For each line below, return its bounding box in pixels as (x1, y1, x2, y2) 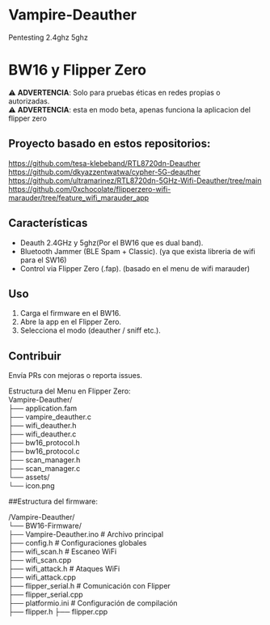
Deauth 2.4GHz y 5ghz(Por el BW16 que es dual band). (19, 237, 204, 248)
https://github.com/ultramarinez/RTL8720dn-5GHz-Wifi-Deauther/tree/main (8, 176, 262, 185)
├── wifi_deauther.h (8, 421, 77, 431)
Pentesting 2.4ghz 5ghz (8, 32, 89, 42)
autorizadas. (8, 96, 50, 106)
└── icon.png (8, 481, 55, 491)
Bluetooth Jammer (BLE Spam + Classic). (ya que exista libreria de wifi (19, 246, 256, 256)
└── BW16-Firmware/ (8, 521, 82, 531)
